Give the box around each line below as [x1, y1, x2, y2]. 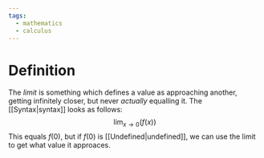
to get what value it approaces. [8, 140, 111, 150]
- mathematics [15, 19, 63, 27]
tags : [8, 11, 26, 20]
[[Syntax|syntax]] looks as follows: [8, 105, 123, 115]
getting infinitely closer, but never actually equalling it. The [8, 96, 203, 106]
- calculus [15, 26, 52, 34]
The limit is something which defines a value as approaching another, [8, 87, 238, 97]
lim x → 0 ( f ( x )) [113, 117, 156, 129]
